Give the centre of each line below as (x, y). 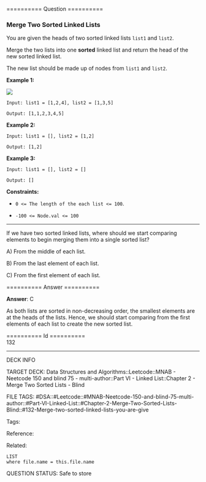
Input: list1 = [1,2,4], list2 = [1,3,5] (60, 103)
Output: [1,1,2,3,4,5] (35, 114)
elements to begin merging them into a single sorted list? (78, 240)
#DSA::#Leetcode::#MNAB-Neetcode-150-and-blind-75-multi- (115, 397)
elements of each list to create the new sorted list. (70, 324)
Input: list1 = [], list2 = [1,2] (51, 136)
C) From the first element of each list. (54, 275)
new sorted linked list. (34, 56)
